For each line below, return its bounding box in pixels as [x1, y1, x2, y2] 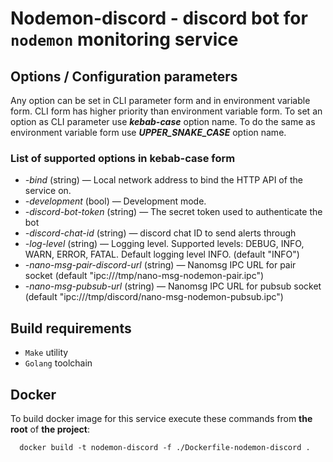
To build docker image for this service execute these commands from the [10, 412, 313, 424]
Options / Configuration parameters [10, 68, 238, 85]
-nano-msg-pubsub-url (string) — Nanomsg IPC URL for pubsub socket [24, 280, 322, 292]
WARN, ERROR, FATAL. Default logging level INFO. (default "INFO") [24, 248, 300, 261]
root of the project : [10, 423, 90, 435]
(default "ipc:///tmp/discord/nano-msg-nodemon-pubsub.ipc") [24, 291, 284, 303]
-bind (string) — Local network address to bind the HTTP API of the [24, 174, 303, 186]
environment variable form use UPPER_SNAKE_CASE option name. [10, 127, 287, 138]
